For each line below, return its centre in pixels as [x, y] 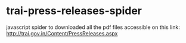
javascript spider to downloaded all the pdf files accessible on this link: [93, 27]
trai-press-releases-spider [74, 11]
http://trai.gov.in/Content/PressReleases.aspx [62, 33]
